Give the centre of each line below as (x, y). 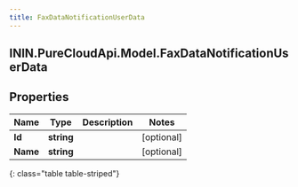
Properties (39, 97)
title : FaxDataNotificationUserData (77, 17)
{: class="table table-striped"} (64, 173)
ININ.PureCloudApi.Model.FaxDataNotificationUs (149, 54)
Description (108, 122)
